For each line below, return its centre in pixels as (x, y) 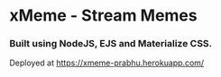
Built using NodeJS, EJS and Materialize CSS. (111, 44)
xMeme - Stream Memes (103, 16)
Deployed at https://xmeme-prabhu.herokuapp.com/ (107, 63)
